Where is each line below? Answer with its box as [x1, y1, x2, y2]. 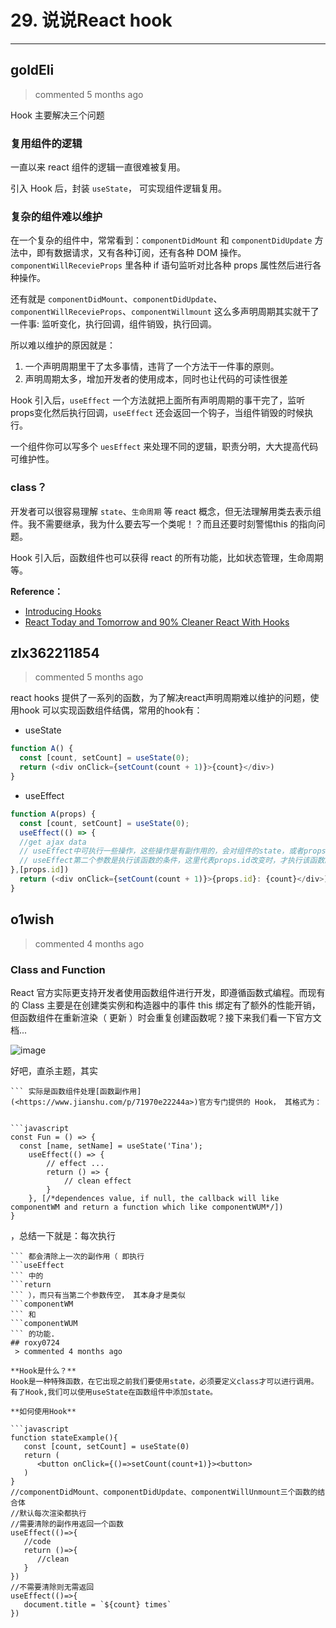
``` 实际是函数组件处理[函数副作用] [10, 1086, 142, 1096]
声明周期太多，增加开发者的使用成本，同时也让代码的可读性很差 [24, 373, 288, 385]
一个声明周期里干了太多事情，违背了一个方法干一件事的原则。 [24, 361, 280, 373]
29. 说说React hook [10, 9, 173, 32]
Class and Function [10, 962, 106, 976]
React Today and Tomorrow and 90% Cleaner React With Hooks [24, 616, 290, 628]
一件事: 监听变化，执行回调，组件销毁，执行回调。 [10, 318, 217, 330]
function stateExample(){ [10, 1432, 118, 1443]
